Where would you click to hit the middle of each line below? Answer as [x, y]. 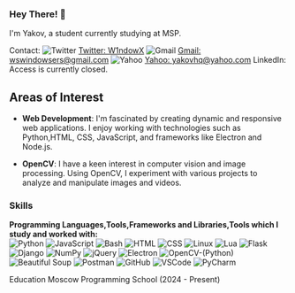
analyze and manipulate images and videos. [102, 183]
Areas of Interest [57, 97]
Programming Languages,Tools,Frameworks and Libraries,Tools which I [144, 225]
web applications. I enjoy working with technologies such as [131, 128]
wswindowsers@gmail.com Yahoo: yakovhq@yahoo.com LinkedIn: [148, 60]
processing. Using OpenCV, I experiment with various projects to [140, 173]
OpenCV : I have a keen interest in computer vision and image [134, 164]
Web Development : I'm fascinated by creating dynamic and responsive [152, 119]
